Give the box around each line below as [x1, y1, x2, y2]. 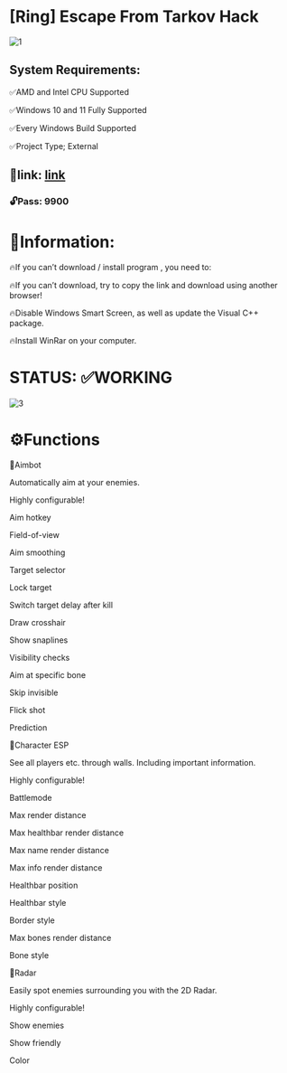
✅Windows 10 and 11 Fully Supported [9, 104, 147, 115]
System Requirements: [9, 62, 141, 78]
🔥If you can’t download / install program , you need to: [9, 262, 212, 272]
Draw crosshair [9, 617, 66, 627]
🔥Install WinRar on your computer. [9, 335, 137, 345]
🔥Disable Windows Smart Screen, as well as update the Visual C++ [9, 307, 259, 318]
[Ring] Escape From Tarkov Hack [9, 6, 259, 27]
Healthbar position [9, 880, 79, 890]
